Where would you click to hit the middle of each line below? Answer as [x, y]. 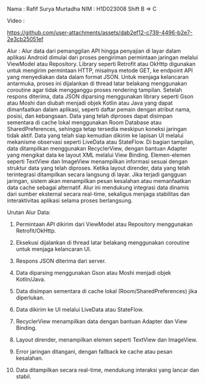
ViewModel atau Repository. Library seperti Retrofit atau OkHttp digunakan [101, 64]
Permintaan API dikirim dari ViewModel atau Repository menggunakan [104, 224]
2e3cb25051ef [25, 39]
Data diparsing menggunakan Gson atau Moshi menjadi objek [93, 273]
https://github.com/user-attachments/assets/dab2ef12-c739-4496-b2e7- [100, 32]
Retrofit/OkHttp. [36, 231]
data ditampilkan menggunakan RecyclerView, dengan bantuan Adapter [97, 148]
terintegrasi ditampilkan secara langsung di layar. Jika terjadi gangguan [97, 174]
